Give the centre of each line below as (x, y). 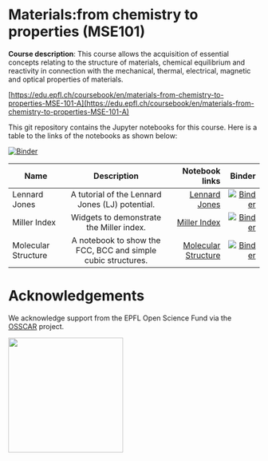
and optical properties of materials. (66, 79)
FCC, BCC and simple (116, 250)
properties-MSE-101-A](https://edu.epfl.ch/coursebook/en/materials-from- (131, 103)
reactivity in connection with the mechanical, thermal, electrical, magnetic (130, 70)
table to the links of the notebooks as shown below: (93, 135)
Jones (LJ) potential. (116, 204)
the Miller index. (116, 227)
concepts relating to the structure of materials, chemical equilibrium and (127, 62)
